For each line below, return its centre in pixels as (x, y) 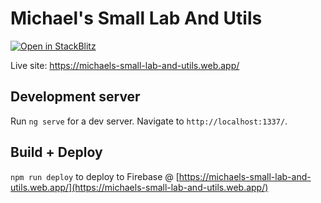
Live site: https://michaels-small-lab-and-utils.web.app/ (125, 65)
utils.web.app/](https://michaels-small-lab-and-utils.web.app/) (139, 187)
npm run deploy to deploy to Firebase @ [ (95, 176)
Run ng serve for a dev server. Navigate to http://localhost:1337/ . (149, 121)
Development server (75, 97)
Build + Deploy (56, 152)
